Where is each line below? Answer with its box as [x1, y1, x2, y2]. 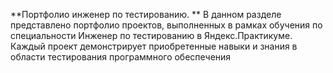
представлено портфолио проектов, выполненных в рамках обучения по [10, 19, 323, 31]
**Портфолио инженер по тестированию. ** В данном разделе [10, 9, 282, 20]
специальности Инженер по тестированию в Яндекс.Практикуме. [10, 30, 293, 41]
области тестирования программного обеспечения [10, 51, 232, 63]
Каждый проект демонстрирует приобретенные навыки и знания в [10, 40, 298, 52]
